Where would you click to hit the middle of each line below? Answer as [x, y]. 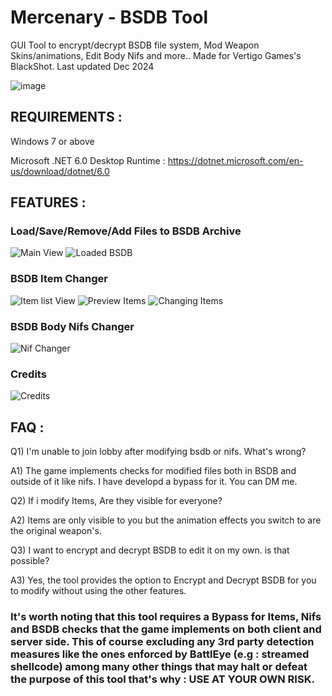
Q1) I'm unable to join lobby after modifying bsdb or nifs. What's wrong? [158, 452]
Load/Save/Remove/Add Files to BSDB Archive [126, 231]
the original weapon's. [56, 531]
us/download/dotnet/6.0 [60, 171]
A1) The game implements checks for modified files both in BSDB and [153, 471]
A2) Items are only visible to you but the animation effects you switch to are [166, 520]
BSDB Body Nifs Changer [72, 326]
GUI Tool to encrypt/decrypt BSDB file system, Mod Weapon [135, 45]
